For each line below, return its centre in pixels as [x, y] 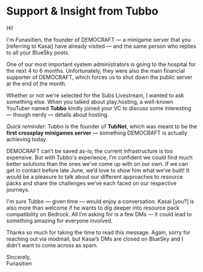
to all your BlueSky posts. [38, 52]
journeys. [18, 190]
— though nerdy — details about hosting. [58, 114]
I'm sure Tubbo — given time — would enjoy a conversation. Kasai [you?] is [100, 201]
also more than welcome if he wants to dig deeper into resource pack [93, 208]
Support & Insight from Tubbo [82, 11]
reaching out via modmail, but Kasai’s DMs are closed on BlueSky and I [95, 239]
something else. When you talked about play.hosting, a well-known [90, 102]
